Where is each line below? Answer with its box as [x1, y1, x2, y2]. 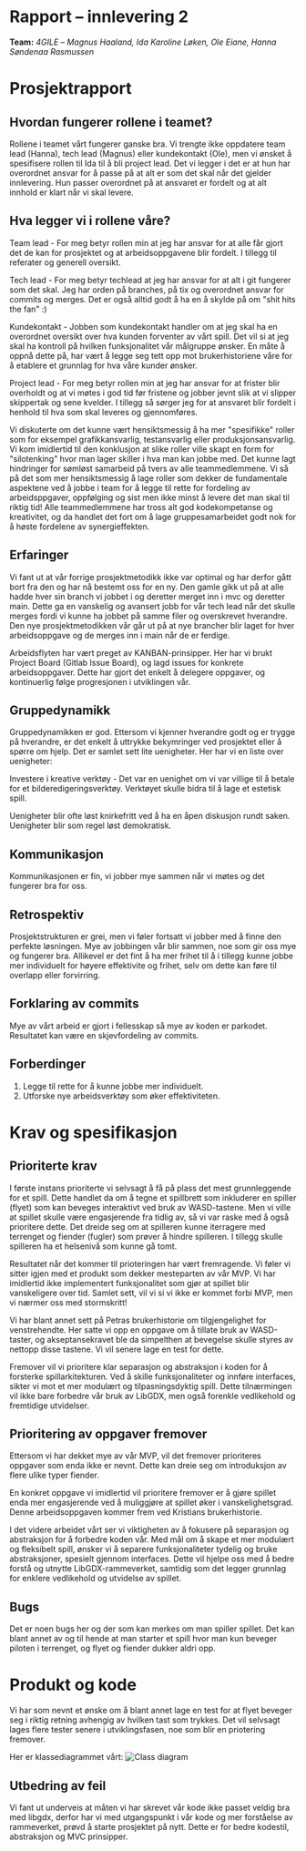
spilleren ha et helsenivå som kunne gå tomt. [9, 1241, 178, 1252]
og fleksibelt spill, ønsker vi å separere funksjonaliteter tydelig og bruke [9, 1544, 278, 1555]
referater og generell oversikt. [9, 257, 121, 268]
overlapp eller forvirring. [9, 970, 101, 980]
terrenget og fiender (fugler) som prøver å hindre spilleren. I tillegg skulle [9, 1231, 283, 1242]
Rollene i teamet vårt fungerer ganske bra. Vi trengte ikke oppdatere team [9, 138, 286, 149]
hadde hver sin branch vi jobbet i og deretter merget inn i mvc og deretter [9, 590, 285, 602]
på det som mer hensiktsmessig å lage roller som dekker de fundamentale [9, 472, 288, 484]
